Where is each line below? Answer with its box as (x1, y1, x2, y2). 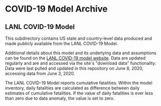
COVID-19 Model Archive (5, 3, 108, 15)
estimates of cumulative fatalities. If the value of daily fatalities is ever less (5, 91, 153, 96)
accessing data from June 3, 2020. (5, 71, 75, 76)
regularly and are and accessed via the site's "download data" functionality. (5, 61, 157, 66)
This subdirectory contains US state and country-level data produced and (5, 35, 152, 41)
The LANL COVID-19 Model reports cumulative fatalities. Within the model (5, 80, 153, 86)
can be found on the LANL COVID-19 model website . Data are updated (5, 55, 146, 61)
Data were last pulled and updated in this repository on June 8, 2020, (5, 65, 144, 71)
